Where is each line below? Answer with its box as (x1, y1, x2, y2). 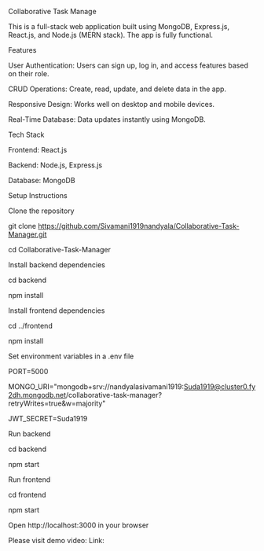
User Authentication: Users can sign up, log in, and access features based (8, 61, 249, 70)
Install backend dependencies (8, 260, 106, 270)
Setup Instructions (8, 191, 68, 200)
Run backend (8, 429, 51, 439)
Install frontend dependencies (8, 306, 105, 315)
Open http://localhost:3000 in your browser (8, 520, 149, 530)
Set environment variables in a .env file (8, 351, 134, 361)
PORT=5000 (8, 367, 49, 376)
